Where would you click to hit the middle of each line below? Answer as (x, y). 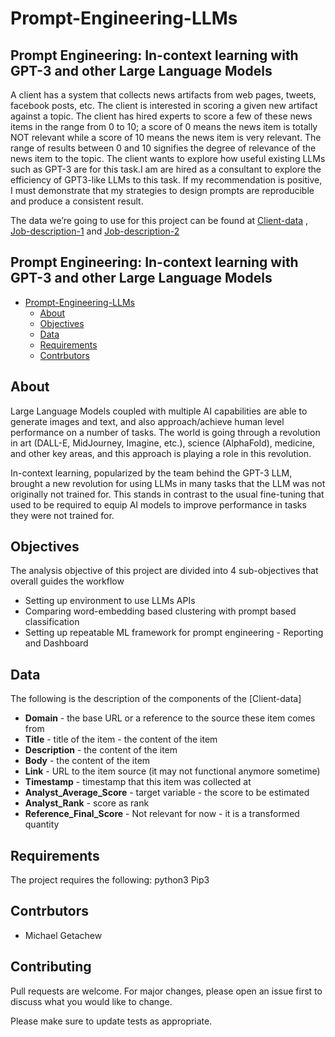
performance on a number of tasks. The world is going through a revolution (165, 432)
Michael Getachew (63, 935)
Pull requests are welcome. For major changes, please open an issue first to (166, 991)
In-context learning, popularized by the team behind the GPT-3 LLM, (151, 473)
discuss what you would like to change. (91, 1001)
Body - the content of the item (87, 761)
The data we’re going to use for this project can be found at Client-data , (159, 220)
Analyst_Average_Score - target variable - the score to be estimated (167, 793)
